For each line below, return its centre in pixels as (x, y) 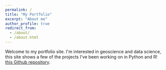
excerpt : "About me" (27, 19)
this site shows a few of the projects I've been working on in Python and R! (81, 57)
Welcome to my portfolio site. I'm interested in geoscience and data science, (83, 51)
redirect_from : (21, 28)
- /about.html (24, 38)
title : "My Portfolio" (28, 14)
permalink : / (19, 10)
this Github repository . (28, 62)
